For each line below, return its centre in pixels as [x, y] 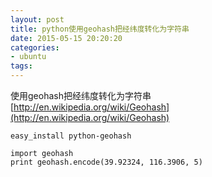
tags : [21, 66]
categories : [35, 47]
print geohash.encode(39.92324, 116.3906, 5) [106, 162]
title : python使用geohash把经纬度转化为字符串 [100, 29]
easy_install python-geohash [71, 136]
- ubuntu [28, 57]
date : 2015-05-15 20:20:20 [66, 38]
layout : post [37, 19]
